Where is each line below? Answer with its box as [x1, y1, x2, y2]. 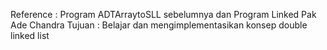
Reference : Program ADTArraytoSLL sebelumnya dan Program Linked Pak [10, 9, 317, 20]
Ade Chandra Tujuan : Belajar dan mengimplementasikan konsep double [10, 19, 308, 31]
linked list [10, 30, 50, 41]
